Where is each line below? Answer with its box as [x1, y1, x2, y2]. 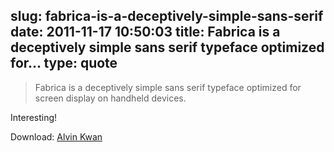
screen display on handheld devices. [34, 92, 187, 104]
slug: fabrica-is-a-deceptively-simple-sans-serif [10, 8, 324, 25]
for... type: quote [10, 55, 118, 72]
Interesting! [10, 111, 58, 123]
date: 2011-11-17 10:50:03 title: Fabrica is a [10, 24, 281, 41]
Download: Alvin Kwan [10, 130, 103, 143]
